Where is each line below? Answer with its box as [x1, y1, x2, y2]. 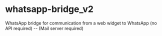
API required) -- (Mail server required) [5, 25, 84, 31]
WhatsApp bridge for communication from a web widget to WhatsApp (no [5, 20, 157, 26]
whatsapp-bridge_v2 [5, 3, 94, 15]
